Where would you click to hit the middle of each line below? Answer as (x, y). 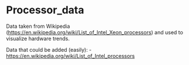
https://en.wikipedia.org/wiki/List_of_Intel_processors (71, 56)
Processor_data (45, 10)
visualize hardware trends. (38, 38)
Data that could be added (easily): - (49, 49)
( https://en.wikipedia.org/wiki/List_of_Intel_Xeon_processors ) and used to (94, 32)
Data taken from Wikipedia (38, 26)
